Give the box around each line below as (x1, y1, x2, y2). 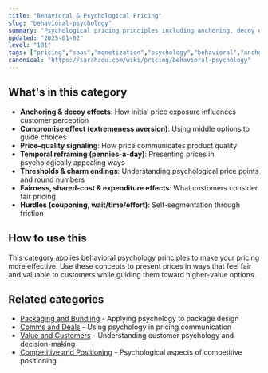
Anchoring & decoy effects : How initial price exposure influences (19, 107, 237, 116)
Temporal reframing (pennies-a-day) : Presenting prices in (19, 149, 215, 159)
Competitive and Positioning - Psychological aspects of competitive (19, 347, 242, 357)
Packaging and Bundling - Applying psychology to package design (19, 314, 239, 324)
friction (19, 208, 44, 218)
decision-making (19, 340, 76, 349)
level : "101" (8, 41, 52, 49)
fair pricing (19, 191, 56, 201)
